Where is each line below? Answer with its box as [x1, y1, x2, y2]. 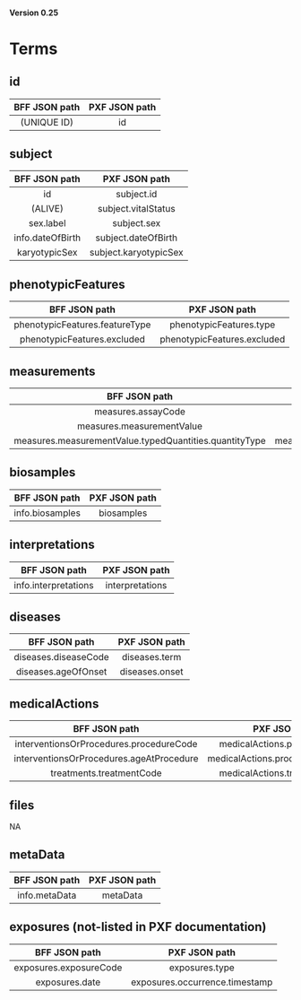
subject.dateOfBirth [95, 231, 178, 244]
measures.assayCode [93, 405, 186, 418]
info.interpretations [13, 578, 94, 591]
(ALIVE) [30, 203, 64, 215]
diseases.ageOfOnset [15, 665, 107, 678]
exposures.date [35, 976, 101, 988]
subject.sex [112, 217, 161, 230]
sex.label [28, 217, 66, 230]
